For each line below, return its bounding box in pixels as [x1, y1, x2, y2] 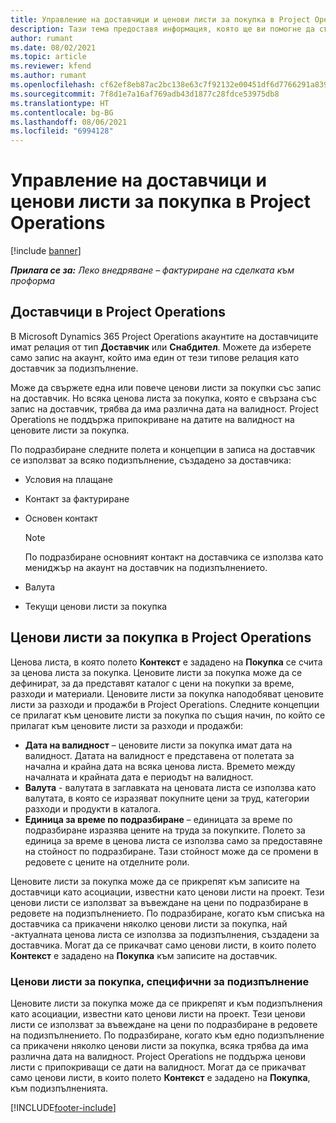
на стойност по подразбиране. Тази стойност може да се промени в [24, 845, 319, 857]
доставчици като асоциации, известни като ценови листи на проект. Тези [10, 886, 325, 898]
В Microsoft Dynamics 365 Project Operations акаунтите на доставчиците [10, 330, 319, 342]
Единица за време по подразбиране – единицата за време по [24, 813, 293, 825]
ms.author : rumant [10, 71, 87, 81]
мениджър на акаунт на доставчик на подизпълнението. [24, 561, 268, 573]
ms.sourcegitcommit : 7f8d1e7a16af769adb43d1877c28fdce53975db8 [10, 89, 280, 99]
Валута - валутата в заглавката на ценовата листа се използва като [24, 781, 317, 793]
